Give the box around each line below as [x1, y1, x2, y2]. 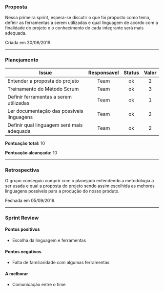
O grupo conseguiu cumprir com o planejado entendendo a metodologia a [5, 177, 154, 183]
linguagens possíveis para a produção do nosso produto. [5, 188, 120, 194]
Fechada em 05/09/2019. [5, 197, 56, 203]
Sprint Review [5, 214, 39, 221]
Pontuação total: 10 [5, 140, 45, 146]
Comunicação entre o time [12, 282, 66, 288]
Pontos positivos [5, 226, 40, 232]
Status [123, 69, 140, 76]
